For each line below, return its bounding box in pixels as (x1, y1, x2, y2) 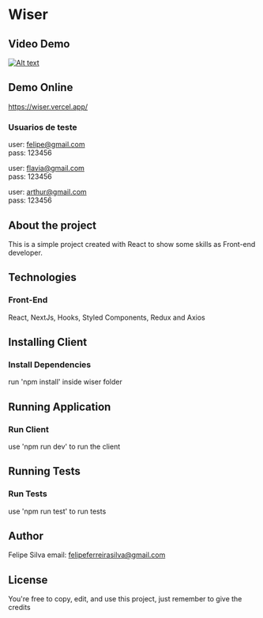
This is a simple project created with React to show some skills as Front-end (8, 239, 256, 248)
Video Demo (8, 37, 70, 51)
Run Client (8, 423, 49, 434)
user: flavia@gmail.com (8, 164, 85, 173)
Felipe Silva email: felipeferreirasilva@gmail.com (8, 550, 166, 559)
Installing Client (8, 336, 88, 349)
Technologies (8, 271, 77, 284)
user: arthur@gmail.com (8, 188, 87, 197)
